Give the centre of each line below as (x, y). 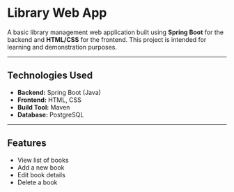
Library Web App (57, 13)
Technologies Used (50, 76)
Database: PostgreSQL (50, 115)
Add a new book (41, 167)
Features (27, 143)
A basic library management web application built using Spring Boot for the (116, 32)
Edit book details (41, 175)
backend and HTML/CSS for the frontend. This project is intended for (107, 39)
